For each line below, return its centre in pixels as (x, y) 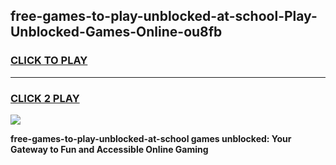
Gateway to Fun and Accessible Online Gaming (109, 149)
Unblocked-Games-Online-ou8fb (116, 32)
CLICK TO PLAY (49, 61)
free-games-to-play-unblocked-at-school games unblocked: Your (151, 138)
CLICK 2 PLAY (45, 98)
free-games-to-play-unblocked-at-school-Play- (164, 16)
